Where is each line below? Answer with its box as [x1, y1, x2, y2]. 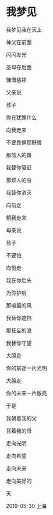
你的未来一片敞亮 [6, 389, 47, 396]
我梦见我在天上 [6, 26, 42, 33]
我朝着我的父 [6, 414, 37, 422]
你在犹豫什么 [6, 113, 37, 121]
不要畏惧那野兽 [6, 139, 42, 146]
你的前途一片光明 [6, 364, 47, 372]
